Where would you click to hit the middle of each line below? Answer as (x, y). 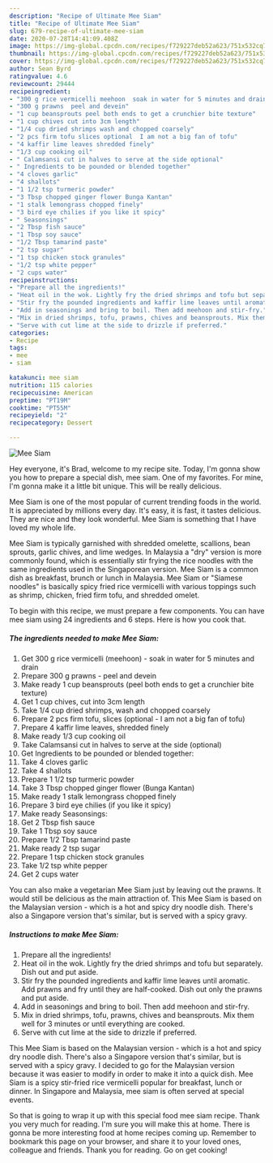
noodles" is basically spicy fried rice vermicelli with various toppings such (132, 586)
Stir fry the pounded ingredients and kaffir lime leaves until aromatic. (135, 980)
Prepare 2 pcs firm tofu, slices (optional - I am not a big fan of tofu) (133, 718)
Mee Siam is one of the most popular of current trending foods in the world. (135, 502)
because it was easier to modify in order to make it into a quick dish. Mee (131, 1074)
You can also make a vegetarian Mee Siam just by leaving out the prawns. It (135, 889)
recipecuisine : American (51, 393)
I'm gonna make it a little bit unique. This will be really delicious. (115, 486)
